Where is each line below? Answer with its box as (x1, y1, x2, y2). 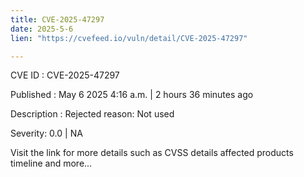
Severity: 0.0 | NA (10, 127, 83, 140)
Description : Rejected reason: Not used (10, 108, 175, 120)
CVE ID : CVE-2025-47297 (10, 69, 120, 81)
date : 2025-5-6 (10, 24, 74, 34)
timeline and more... (10, 157, 93, 170)
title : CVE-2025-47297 (10, 14, 105, 25)
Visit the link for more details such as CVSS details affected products (10, 147, 294, 159)
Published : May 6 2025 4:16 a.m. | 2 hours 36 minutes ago (10, 89, 254, 101)
